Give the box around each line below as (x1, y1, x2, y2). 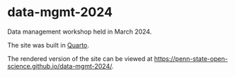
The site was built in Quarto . (7, 41, 90, 49)
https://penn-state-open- (154, 54, 228, 63)
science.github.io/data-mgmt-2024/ (7, 62, 112, 70)
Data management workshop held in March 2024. (7, 27, 152, 36)
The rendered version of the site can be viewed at (7, 54, 153, 63)
